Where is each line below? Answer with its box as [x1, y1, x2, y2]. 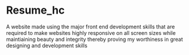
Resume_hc [6, 4, 65, 17]
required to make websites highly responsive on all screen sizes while [6, 29, 176, 36]
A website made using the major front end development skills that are [6, 23, 175, 30]
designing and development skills [6, 42, 87, 49]
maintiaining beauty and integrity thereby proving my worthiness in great [6, 35, 183, 43]
